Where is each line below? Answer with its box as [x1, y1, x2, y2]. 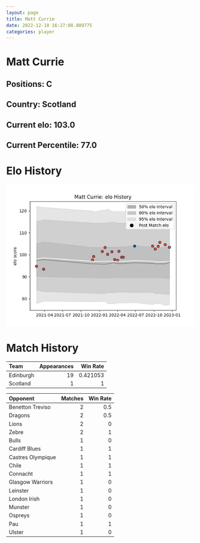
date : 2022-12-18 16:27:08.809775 [6, 22, 93, 28]
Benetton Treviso [8, 403, 51, 411]
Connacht [8, 470, 33, 478]
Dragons [8, 412, 30, 419]
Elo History [6, 164, 62, 178]
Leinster [8, 487, 29, 494]
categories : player [6, 29, 55, 35]
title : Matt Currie [6, 16, 55, 22]
